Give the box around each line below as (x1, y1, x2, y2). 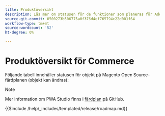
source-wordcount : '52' (5, 26, 54, 30)
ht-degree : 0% (5, 30, 34, 35)
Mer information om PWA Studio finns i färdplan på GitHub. (5, 96, 124, 102)
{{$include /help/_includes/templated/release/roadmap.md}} (5, 105, 128, 111)
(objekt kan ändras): (27, 77, 69, 83)
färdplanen (5, 77, 27, 83)
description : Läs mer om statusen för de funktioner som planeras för (5, 12, 153, 17)
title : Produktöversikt (5, 7, 54, 12)
